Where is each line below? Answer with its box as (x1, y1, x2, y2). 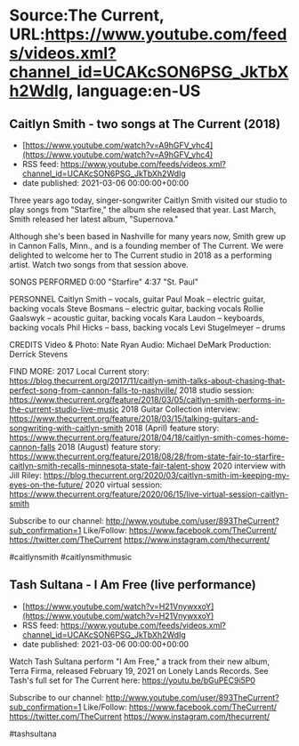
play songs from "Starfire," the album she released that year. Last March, (9, 205, 277, 214)
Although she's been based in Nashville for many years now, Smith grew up (9, 231, 287, 241)
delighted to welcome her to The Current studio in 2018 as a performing (9, 250, 272, 261)
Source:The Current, (9, 5, 165, 26)
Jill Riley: (9, 470, 42, 480)
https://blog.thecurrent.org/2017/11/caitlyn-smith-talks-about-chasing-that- (9, 375, 287, 386)
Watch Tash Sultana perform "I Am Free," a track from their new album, (9, 655, 270, 667)
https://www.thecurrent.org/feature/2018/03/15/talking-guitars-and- (9, 413, 260, 423)
